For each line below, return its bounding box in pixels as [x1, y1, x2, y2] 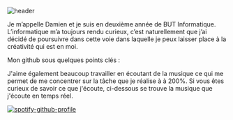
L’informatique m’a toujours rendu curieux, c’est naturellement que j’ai [7, 28, 207, 36]
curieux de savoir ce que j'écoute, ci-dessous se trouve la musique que [7, 84, 213, 92]
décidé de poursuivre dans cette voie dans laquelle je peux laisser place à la [7, 35, 227, 43]
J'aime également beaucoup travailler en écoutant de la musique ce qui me [7, 70, 224, 77]
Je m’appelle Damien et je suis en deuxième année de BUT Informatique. [7, 20, 216, 28]
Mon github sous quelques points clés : [7, 56, 121, 64]
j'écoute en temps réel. [7, 91, 73, 100]
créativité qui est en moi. [7, 43, 78, 50]
